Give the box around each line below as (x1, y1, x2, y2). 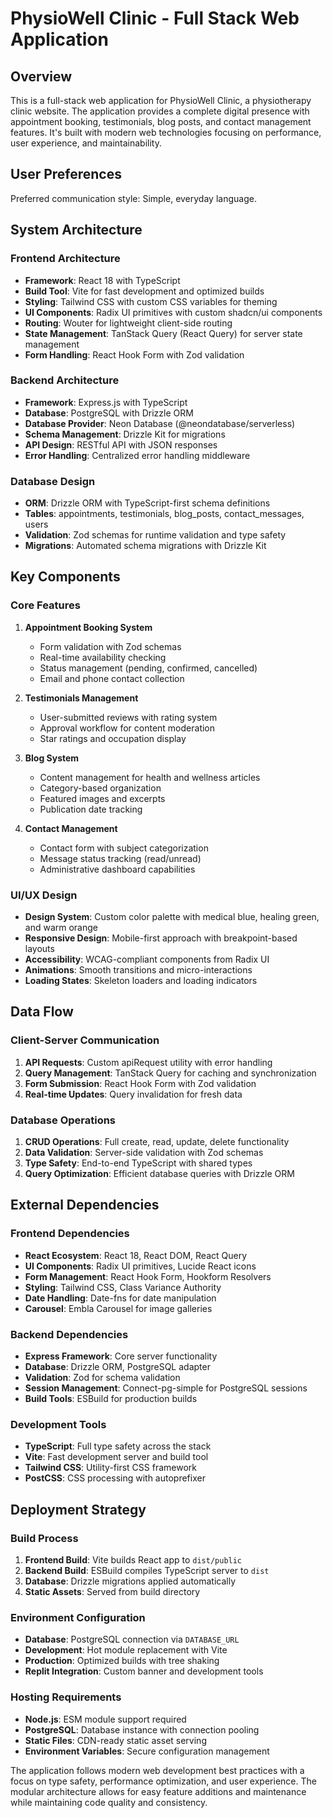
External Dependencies (10, 1197, 160, 1214)
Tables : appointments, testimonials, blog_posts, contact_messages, (24, 508, 305, 520)
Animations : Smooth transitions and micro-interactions (24, 964, 253, 976)
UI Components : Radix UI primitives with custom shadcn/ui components (24, 306, 323, 318)
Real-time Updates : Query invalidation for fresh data (24, 1088, 243, 1100)
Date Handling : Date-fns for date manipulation (24, 1292, 217, 1304)
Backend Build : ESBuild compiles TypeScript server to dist (24, 1565, 270, 1577)
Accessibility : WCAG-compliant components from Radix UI (24, 953, 270, 966)
